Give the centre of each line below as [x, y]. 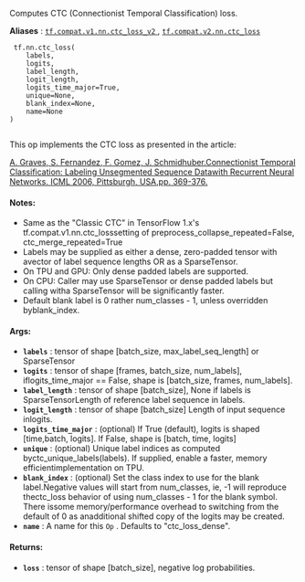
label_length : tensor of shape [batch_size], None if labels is [137, 390]
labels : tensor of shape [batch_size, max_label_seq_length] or [141, 352]
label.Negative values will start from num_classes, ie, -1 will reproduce [155, 487]
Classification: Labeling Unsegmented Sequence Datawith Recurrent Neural [152, 172]
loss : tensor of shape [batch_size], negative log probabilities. [139, 567]
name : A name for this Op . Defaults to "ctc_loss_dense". [126, 526]
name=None [45, 111]
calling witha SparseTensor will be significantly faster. [124, 291]
